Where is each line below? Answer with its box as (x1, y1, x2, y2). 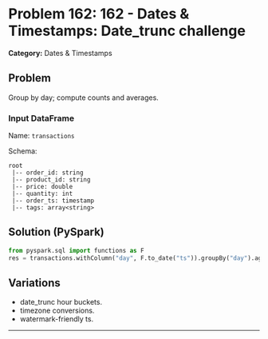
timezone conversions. (19, 305, 95, 316)
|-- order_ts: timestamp (11, 197, 94, 205)
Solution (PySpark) (8, 225, 105, 239)
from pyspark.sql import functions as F (8, 246, 145, 254)
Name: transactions (8, 131, 75, 141)
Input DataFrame (8, 113, 74, 124)
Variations (8, 277, 61, 289)
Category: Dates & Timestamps (8, 48, 113, 58)
